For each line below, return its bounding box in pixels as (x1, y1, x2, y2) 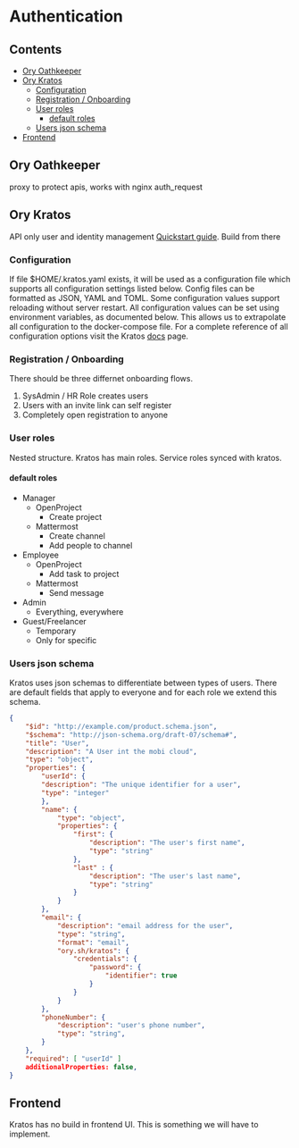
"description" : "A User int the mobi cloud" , (25, 747, 198, 756)
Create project (48, 511, 103, 522)
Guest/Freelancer (21, 616, 87, 626)
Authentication (9, 6, 123, 27)
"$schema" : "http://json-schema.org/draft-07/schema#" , (25, 730, 238, 739)
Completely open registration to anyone (21, 409, 168, 421)
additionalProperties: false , (25, 1062, 138, 1071)
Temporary (35, 625, 77, 636)
